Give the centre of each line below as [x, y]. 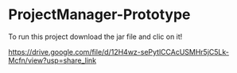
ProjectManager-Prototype [99, 15]
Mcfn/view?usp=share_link [52, 60]
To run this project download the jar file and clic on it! [95, 36]
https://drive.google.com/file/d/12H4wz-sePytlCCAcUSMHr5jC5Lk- [118, 52]
